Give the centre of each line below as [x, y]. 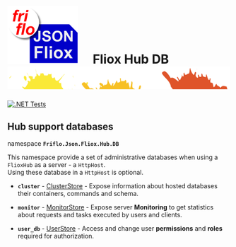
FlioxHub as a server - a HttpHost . [57, 165]
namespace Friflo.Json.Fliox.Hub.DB [63, 144]
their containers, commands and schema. [78, 194]
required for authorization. [55, 236]
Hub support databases [60, 126]
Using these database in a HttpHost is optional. [75, 173]
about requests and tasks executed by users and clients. [100, 215]
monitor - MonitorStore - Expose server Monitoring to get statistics [116, 207]
